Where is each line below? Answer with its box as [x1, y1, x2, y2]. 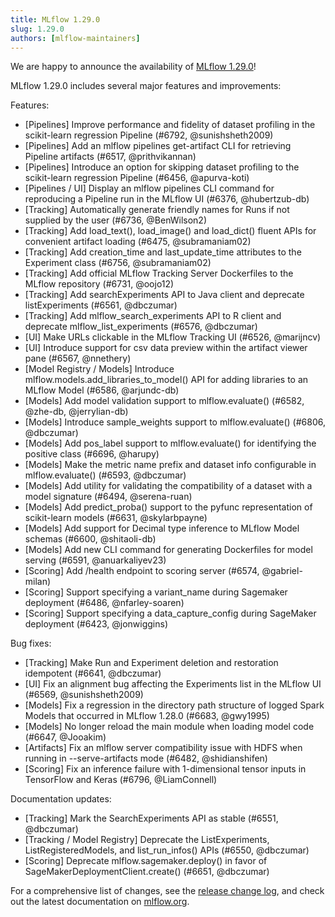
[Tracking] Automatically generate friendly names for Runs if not [24, 204, 290, 216]
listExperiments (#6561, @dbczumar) [24, 299, 178, 311]
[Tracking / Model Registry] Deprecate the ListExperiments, [24, 834, 270, 846]
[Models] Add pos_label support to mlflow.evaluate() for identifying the [24, 437, 317, 450]
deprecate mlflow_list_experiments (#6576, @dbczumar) [24, 321, 258, 333]
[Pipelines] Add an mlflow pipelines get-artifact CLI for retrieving [24, 140, 292, 152]
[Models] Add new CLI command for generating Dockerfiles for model [24, 544, 313, 556]
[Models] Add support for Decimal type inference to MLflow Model [24, 522, 300, 535]
